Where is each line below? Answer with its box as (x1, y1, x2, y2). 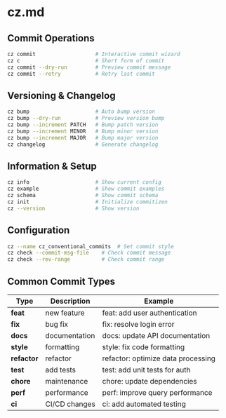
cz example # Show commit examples (7, 185, 165, 193)
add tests (45, 365, 76, 375)
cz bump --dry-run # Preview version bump (7, 115, 165, 122)
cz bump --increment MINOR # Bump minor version (7, 128, 159, 135)
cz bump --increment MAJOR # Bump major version (7, 134, 159, 141)
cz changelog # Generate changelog (7, 141, 159, 148)
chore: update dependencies (102, 377, 198, 386)
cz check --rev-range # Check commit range (7, 256, 165, 263)
